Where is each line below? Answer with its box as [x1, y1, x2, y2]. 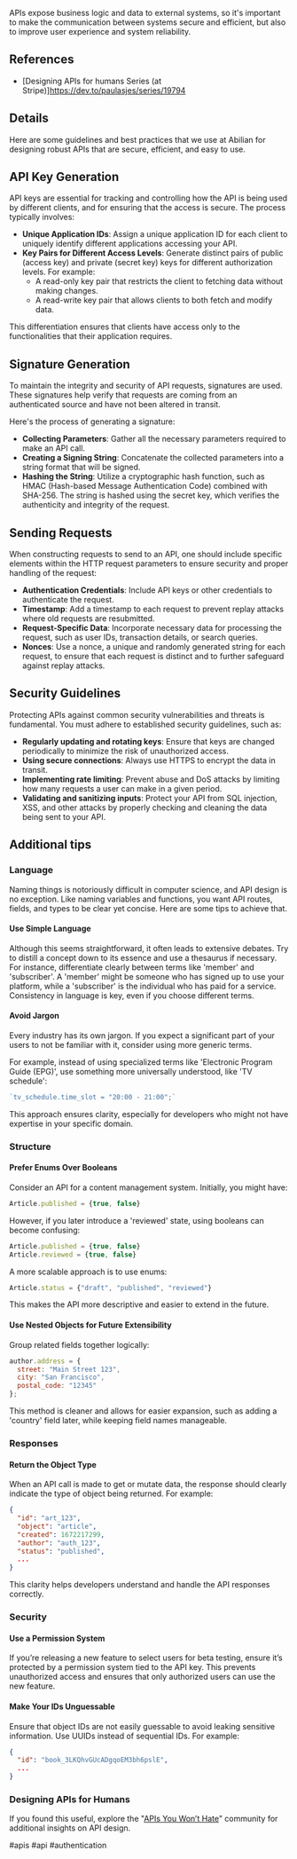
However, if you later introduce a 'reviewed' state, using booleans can [9, 1215, 264, 1225]
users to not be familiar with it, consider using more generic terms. [9, 1039, 253, 1050]
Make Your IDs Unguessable [9, 1701, 115, 1712]
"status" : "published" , [17, 1547, 105, 1556]
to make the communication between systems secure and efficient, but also [9, 17, 286, 28]
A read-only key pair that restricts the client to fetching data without [35, 276, 284, 287]
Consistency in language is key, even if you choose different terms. [9, 989, 254, 1001]
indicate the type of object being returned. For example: [9, 1488, 214, 1499]
